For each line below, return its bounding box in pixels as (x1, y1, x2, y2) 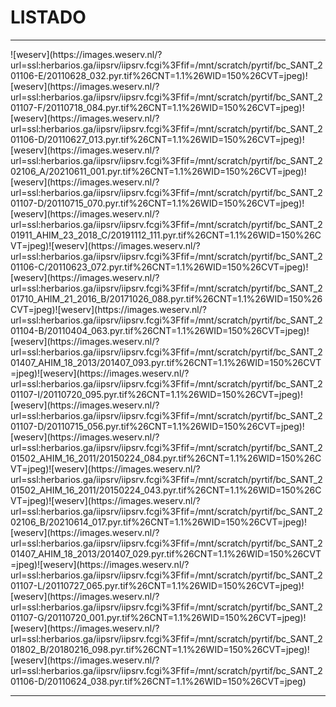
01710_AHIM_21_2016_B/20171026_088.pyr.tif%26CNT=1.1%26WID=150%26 (10, 292, 323, 305)
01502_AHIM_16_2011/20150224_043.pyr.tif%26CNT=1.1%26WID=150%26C (10, 484, 322, 496)
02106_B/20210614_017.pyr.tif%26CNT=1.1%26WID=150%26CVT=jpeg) (10, 516, 305, 528)
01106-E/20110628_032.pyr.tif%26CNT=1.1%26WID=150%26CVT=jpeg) (10, 69, 306, 81)
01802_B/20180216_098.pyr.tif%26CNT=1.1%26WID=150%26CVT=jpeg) (10, 643, 308, 655)
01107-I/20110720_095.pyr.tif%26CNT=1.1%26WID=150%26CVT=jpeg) (10, 388, 301, 400)
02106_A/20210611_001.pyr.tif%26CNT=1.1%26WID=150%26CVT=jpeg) (10, 165, 305, 177)
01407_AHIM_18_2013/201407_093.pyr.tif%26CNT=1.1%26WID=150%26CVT (10, 356, 322, 368)
